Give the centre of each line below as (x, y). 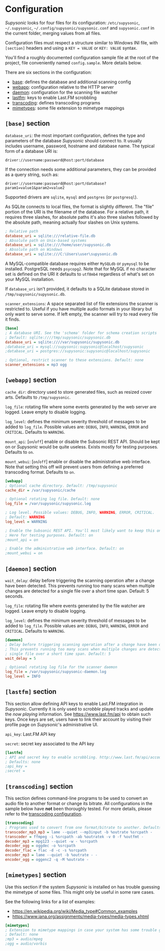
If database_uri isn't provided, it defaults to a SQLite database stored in (77, 289)
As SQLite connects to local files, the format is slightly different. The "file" (80, 206)
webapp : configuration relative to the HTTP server (63, 87)
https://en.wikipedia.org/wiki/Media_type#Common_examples (75, 911)
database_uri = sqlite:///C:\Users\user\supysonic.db (61, 254)
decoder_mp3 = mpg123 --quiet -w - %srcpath (51, 841)
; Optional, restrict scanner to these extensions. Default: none (74, 360)
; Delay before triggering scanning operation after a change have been (81, 645)
